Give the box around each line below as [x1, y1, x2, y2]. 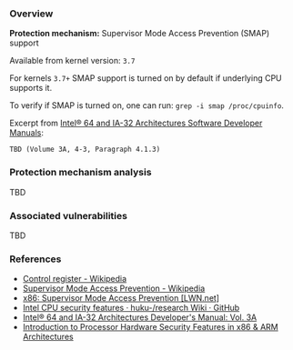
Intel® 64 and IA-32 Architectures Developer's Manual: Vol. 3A [22, 312, 258, 323]
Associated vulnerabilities [9, 209, 127, 222]
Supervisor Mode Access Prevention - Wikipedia [22, 283, 206, 294]
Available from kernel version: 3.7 [9, 55, 136, 66]
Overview [9, 7, 54, 20]
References [9, 253, 62, 265]
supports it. [9, 83, 53, 94]
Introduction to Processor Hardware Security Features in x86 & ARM [22, 322, 279, 333]
